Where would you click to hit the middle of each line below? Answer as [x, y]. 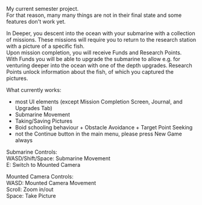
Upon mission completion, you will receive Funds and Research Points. [94, 53]
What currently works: [34, 90]
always [24, 140]
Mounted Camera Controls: [40, 177]
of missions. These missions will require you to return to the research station [101, 40]
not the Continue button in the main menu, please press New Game [98, 134]
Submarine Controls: [32, 152]
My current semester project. [43, 9]
